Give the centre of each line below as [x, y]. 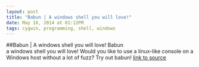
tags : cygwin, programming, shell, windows [61, 28]
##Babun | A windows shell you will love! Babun [65, 45]
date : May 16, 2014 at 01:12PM [45, 23]
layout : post [22, 12]
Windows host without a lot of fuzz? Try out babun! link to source [86, 58]
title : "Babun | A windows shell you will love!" [69, 17]
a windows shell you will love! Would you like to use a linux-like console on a [100, 52]
